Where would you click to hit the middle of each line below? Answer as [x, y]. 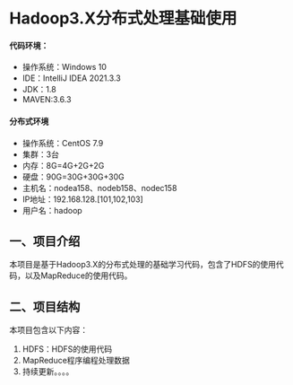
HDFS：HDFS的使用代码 [67, 349]
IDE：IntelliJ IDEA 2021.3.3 [71, 78]
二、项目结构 [45, 306]
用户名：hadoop [52, 210]
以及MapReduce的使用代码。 [78, 276]
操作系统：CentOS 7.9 [63, 143]
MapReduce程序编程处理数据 [76, 361]
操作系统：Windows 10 [65, 67]
